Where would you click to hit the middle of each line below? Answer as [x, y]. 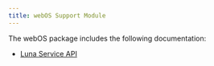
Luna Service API [49, 53]
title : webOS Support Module [57, 16]
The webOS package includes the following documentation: [107, 38]
